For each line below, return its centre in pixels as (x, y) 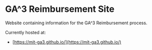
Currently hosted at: (25, 32)
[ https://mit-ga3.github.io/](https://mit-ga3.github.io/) (67, 42)
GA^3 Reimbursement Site (60, 9)
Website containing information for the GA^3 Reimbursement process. (76, 23)
